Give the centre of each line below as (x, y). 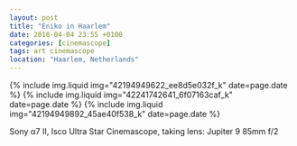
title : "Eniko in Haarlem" (60, 26)
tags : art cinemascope (52, 51)
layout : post (34, 18)
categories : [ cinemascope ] (60, 43)
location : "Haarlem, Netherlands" (74, 59)
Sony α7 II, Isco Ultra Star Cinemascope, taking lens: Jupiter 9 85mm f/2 (144, 131)
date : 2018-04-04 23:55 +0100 (66, 34)
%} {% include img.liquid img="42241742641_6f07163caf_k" (121, 95)
